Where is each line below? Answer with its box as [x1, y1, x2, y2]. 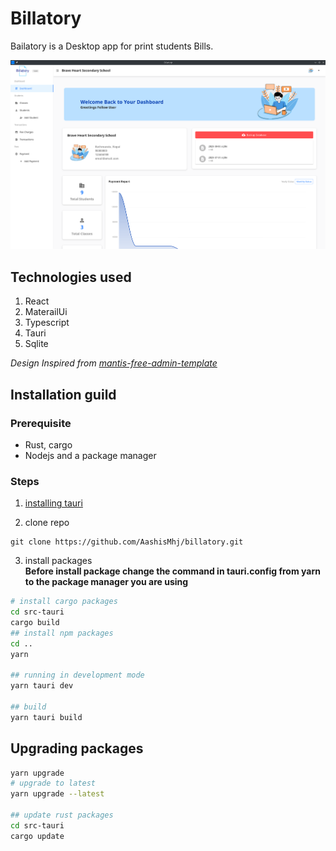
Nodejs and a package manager [24, 449, 157, 461]
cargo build [10, 617, 60, 627]
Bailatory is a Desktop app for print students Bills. [10, 40, 214, 52]
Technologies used [10, 268, 132, 286]
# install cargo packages [10, 597, 118, 607]
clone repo [24, 517, 70, 529]
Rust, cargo [24, 438, 73, 451]
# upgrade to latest [10, 778, 97, 789]
